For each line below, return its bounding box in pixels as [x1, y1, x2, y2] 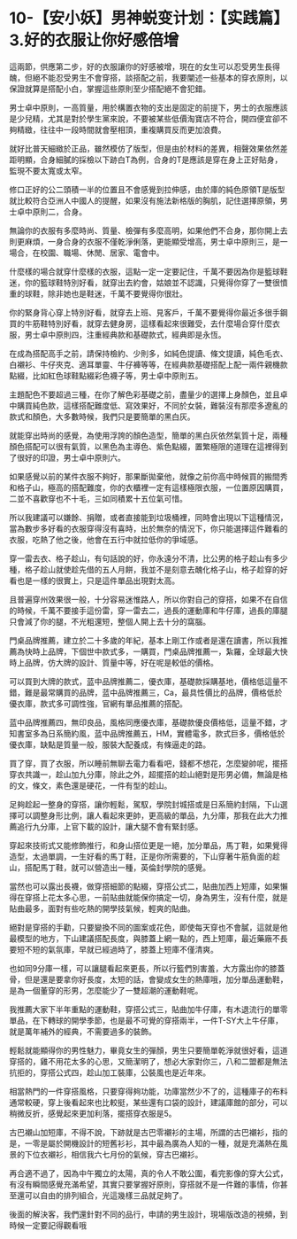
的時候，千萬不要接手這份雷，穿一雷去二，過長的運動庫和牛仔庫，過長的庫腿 [9, 604, 288, 616]
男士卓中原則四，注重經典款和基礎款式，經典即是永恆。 [24, 329, 226, 339]
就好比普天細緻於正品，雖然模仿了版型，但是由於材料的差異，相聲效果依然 [9, 143, 280, 153]
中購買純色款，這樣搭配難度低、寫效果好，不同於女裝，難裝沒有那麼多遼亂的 [9, 400, 288, 410]
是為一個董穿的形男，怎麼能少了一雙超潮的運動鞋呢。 [9, 985, 203, 995]
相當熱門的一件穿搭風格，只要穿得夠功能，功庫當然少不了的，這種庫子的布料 [9, 1086, 288, 1096]
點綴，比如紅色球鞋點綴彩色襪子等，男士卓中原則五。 [9, 370, 203, 381]
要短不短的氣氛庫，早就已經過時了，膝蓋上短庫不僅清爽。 [9, 944, 218, 955]
